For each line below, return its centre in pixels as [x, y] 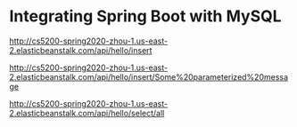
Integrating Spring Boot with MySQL [146, 16]
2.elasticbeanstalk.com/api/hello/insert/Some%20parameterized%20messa [148, 76]
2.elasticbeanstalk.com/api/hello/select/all [87, 113]
